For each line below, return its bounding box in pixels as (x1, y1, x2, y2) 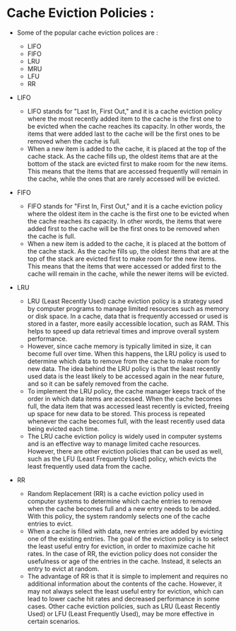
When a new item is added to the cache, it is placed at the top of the (27, 144, 227, 153)
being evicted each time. (27, 424, 100, 432)
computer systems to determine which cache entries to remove (27, 497, 213, 505)
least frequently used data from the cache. (27, 461, 153, 471)
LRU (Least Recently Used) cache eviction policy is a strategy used (27, 297, 223, 305)
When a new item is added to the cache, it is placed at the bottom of (27, 239, 227, 248)
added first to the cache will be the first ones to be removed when (27, 224, 220, 232)
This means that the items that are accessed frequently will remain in (27, 167, 228, 175)
